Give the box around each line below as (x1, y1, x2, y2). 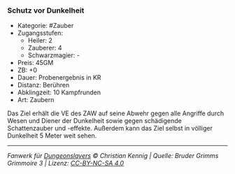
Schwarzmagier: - (27, 51, 80, 59)
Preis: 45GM (17, 59, 54, 67)
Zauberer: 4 (27, 44, 62, 52)
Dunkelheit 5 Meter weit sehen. (7, 131, 97, 140)
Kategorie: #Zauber (17, 22, 74, 30)
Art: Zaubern (17, 96, 55, 104)
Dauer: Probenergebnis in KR (17, 73, 101, 82)
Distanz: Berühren (17, 81, 70, 89)
